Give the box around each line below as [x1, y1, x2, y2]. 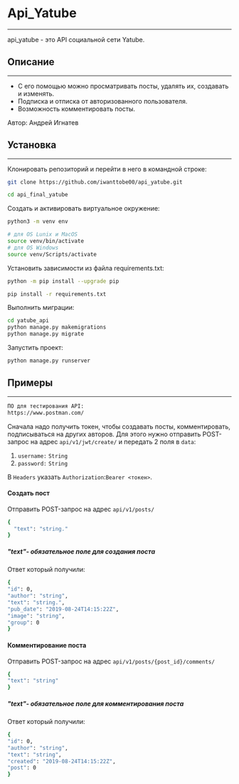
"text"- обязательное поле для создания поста [7, 547, 155, 556]
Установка [7, 139, 57, 151]
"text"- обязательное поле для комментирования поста [7, 699, 184, 708]
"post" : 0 [7, 764, 37, 772]
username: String [17, 452, 68, 460]
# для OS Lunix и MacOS [7, 231, 78, 238]
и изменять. [17, 89, 55, 98]
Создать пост [7, 489, 50, 498]
